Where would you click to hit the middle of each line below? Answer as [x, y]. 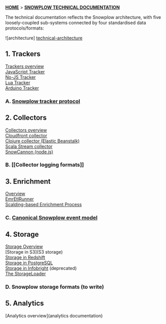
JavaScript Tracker [25, 71]
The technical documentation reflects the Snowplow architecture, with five [83, 17]
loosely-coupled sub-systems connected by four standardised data [76, 23]
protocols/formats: [25, 28]
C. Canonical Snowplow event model [52, 218]
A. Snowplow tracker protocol [43, 101]
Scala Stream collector [29, 146]
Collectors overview [26, 130]
